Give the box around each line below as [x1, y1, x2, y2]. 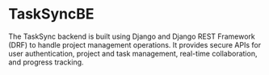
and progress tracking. [8, 57, 84, 67]
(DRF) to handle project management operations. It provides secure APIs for [8, 40, 261, 49]
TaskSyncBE [8, 5, 95, 23]
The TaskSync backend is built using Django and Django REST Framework [8, 31, 256, 41]
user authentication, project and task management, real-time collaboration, [8, 48, 258, 58]
